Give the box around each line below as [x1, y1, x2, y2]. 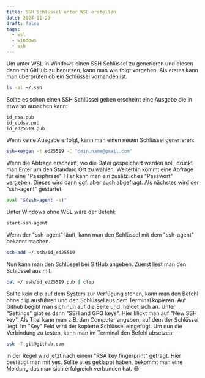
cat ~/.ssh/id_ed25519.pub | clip [6, 279, 95, 285]
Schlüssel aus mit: [6, 267, 52, 274]
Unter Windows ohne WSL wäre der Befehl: [6, 209, 116, 216]
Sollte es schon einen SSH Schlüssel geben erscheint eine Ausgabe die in [6, 95, 193, 103]
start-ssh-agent [6, 220, 48, 226]
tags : [6, 26, 20, 32]
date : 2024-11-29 [6, 15, 51, 21]
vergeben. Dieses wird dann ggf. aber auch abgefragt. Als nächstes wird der [6, 179, 199, 187]
